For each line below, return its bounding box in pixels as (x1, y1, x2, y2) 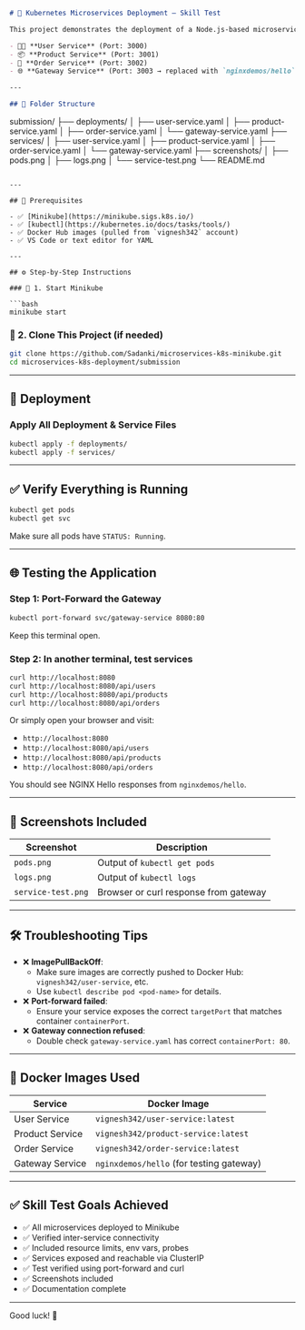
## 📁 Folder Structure (9, 100, 95, 109)
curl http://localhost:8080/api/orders (9, 699, 161, 708)
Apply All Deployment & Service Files (9, 418, 177, 431)
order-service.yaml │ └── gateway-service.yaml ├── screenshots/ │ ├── (9, 146, 289, 156)
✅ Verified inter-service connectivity (22, 1232, 160, 1243)
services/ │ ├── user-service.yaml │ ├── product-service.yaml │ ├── (9, 136, 276, 146)
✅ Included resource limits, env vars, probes (22, 1242, 189, 1253)
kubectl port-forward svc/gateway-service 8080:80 (9, 613, 205, 622)
